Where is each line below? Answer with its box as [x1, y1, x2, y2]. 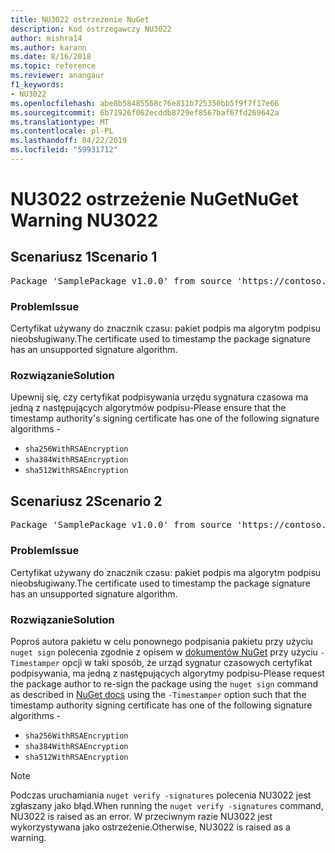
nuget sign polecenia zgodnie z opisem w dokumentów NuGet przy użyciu [10, 646, 318, 658]
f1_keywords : [10, 80, 65, 90]
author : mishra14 [10, 33, 83, 43]
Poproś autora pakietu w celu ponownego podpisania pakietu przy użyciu [10, 635, 314, 647]
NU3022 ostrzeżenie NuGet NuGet [10, 188, 299, 211]
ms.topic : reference [10, 61, 97, 71]
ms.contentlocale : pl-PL [10, 126, 114, 136]
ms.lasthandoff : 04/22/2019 [10, 136, 128, 146]
